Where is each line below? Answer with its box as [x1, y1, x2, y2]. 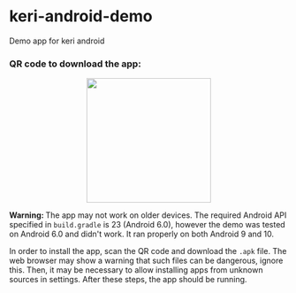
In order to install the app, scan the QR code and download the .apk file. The [9, 246, 287, 257]
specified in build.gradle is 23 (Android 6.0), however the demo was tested [9, 220, 285, 230]
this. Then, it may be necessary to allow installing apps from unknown [9, 265, 263, 275]
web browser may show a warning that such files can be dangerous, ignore [9, 255, 284, 266]
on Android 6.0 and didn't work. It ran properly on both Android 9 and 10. [9, 228, 274, 240]
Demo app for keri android [9, 35, 105, 46]
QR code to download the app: [9, 58, 141, 70]
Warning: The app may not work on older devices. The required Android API [9, 210, 287, 220]
